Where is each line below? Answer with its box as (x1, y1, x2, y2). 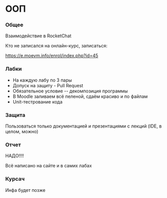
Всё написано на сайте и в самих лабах (5, 163, 92, 169)
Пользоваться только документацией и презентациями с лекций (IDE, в (5, 123, 162, 129)
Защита (5, 111, 25, 118)
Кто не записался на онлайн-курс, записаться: (5, 43, 108, 49)
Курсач (5, 176, 25, 183)
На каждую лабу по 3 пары (12, 77, 72, 83)
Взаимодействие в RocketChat (5, 33, 72, 39)
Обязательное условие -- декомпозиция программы (12, 88, 128, 94)
